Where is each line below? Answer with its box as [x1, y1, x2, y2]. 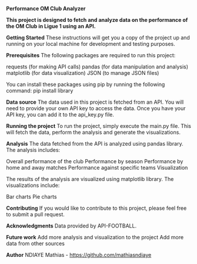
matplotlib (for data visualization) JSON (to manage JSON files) [6, 70, 159, 76]
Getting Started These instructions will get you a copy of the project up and [6, 34, 190, 41]
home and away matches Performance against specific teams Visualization [6, 164, 188, 171]
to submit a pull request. [6, 211, 65, 217]
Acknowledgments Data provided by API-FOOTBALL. [6, 222, 137, 229]
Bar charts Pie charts [6, 193, 57, 200]
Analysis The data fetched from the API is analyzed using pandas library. [6, 140, 183, 147]
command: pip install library [6, 87, 74, 94]
